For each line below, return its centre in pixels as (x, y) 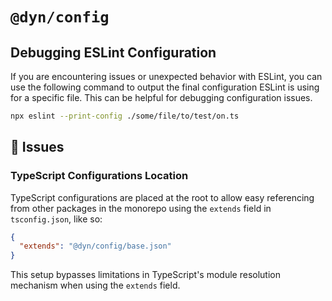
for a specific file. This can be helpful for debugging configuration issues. (161, 97)
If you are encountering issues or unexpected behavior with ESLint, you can (166, 76)
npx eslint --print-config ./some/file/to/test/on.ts (125, 116)
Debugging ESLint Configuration (113, 52)
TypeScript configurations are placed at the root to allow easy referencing (162, 197)
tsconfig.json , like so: (56, 219)
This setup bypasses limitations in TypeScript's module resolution (145, 275)
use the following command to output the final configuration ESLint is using (165, 87)
